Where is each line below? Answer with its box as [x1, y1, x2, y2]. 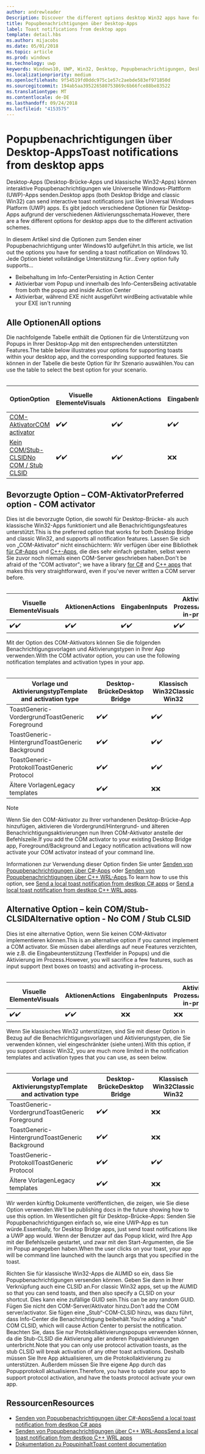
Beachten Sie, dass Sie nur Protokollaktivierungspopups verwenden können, [6, 1328, 199, 1335]
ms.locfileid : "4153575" [6, 105, 70, 112]
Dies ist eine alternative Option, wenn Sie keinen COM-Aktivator [6, 930, 167, 937]
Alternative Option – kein [6, 904, 103, 915]
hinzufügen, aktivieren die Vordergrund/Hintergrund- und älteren [6, 823, 170, 830]
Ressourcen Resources [6, 1398, 95, 1409]
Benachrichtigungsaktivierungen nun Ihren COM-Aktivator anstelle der [6, 829, 184, 836]
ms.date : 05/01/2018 [6, 43, 59, 50]
